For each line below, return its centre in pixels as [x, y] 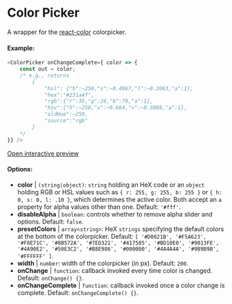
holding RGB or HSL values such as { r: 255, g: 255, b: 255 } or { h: [120, 192]
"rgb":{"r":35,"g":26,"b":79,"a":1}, [99, 101]
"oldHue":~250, [66, 115]
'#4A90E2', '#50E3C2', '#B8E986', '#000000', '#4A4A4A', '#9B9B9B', [118, 249]
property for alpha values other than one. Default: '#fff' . [99, 207]
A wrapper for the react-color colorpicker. [67, 32]
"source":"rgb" [66, 121]
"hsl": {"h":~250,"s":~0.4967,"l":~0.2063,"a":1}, [119, 88]
